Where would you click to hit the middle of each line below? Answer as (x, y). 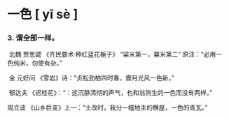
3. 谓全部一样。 (33, 38)
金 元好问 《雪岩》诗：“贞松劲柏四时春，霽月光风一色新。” (92, 78)
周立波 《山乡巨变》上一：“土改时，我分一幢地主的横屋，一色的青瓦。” (107, 108)
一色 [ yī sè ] (43, 14)
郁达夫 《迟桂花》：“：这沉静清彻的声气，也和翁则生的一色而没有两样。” (111, 93)
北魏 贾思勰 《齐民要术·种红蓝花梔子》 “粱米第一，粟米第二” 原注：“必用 (112, 54)
